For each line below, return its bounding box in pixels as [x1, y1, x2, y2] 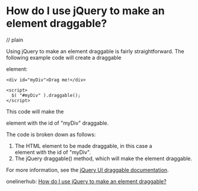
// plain [6, 36, 24, 43]
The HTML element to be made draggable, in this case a [14, 142, 152, 149]
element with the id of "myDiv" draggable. [6, 119, 109, 127]
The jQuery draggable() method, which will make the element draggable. [14, 155, 193, 162]
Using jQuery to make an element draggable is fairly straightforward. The [6, 47, 185, 54]
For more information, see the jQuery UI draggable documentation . [6, 166, 169, 173]
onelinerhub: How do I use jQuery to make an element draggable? [6, 177, 167, 184]
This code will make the [6, 108, 64, 115]
